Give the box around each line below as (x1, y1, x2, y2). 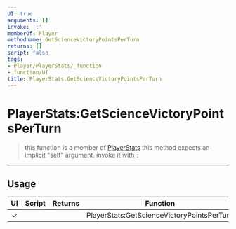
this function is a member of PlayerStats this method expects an (24, 144, 210, 152)
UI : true (7, 10, 33, 18)
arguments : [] (7, 17, 49, 24)
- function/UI (7, 69, 49, 76)
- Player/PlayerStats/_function (7, 62, 102, 69)
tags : (7, 56, 23, 63)
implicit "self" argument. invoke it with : (24, 151, 140, 160)
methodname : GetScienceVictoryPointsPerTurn (7, 36, 140, 43)
